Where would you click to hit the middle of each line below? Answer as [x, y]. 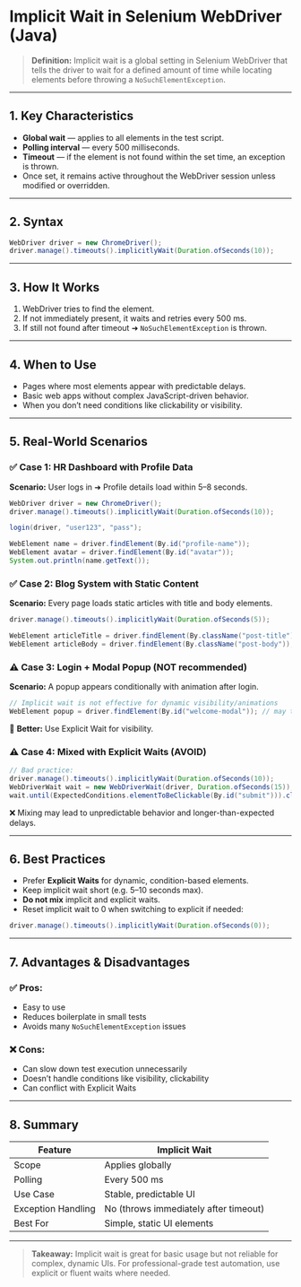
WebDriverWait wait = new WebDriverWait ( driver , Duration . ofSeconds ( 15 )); [152, 787]
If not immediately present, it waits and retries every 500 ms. [134, 318]
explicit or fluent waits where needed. [101, 1273]
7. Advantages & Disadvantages [100, 962]
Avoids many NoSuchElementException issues [104, 1026]
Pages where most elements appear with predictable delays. [134, 386]
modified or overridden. [66, 185]
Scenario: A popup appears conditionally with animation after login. [134, 687]
